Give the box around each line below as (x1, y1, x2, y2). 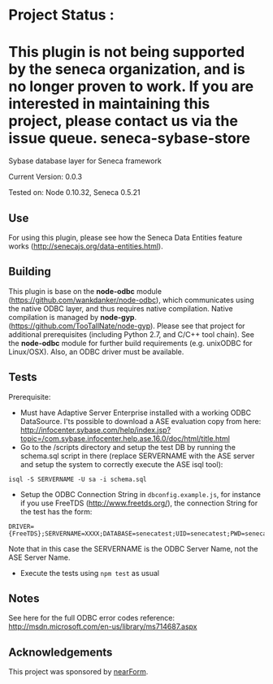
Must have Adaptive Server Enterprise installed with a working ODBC (19, 408, 252, 418)
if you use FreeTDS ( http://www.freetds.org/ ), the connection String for (19, 498, 258, 508)
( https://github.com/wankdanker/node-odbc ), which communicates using (8, 295, 254, 305)
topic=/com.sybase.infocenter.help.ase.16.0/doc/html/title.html (19, 433, 230, 444)
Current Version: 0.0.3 (8, 172, 83, 182)
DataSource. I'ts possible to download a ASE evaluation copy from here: (19, 416, 262, 426)
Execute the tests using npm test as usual (19, 568, 160, 578)
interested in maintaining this (8, 95, 210, 113)
